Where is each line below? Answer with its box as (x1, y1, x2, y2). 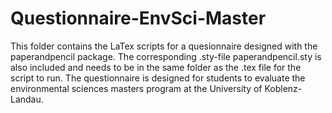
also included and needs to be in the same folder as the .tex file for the (10, 61, 302, 73)
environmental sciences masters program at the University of (10, 82, 263, 94)
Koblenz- (264, 82, 303, 94)
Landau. (10, 93, 44, 105)
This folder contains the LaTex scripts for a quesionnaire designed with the (10, 40, 318, 52)
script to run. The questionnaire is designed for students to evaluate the (10, 72, 306, 84)
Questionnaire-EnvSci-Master (10, 7, 267, 30)
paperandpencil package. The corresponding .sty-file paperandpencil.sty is (10, 50, 322, 62)
